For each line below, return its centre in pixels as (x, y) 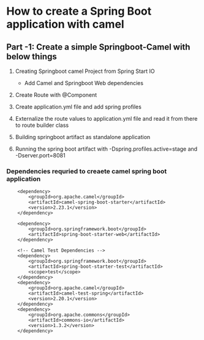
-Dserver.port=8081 (40, 155)
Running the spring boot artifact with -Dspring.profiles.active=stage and (106, 149)
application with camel (65, 24)
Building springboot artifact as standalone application (83, 137)
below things (32, 56)
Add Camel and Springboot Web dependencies (84, 83)
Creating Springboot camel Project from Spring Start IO (85, 71)
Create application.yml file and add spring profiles (78, 107)
